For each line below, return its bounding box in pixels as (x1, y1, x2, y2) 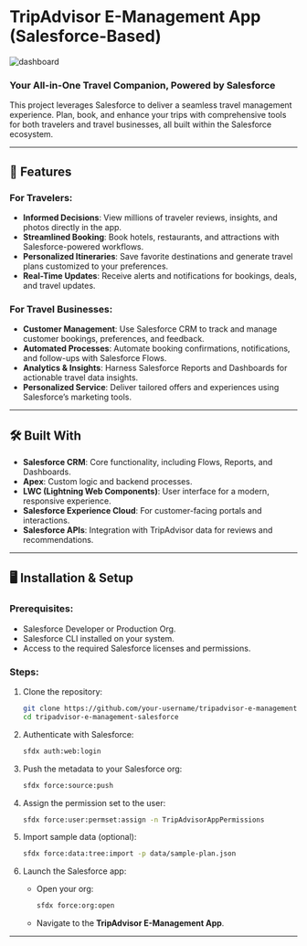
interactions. (22, 515, 70, 526)
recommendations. (22, 535, 94, 546)
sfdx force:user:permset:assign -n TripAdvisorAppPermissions (22, 815, 265, 824)
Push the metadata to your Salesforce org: (22, 763, 183, 774)
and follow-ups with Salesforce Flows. (22, 353, 167, 364)
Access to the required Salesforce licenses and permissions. (22, 643, 251, 654)
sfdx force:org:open (36, 901, 115, 910)
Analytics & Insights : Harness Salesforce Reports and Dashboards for (22, 363, 288, 374)
